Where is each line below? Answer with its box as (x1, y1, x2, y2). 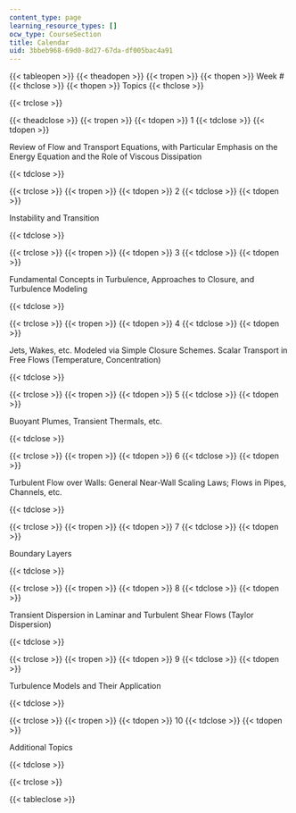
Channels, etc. (9, 487, 62, 498)
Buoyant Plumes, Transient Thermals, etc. (9, 416, 163, 427)
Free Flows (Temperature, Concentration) (9, 355, 161, 365)
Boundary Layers (9, 549, 72, 559)
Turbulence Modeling (9, 283, 87, 295)
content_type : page (9, 13, 82, 22)
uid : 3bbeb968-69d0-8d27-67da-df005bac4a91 (9, 46, 174, 55)
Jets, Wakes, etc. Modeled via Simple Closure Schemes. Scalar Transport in (9, 345, 288, 356)
